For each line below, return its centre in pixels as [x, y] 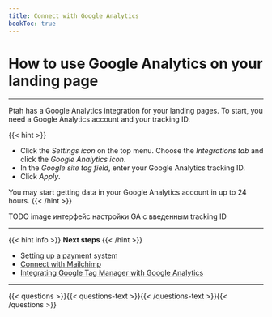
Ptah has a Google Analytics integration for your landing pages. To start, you [136, 111]
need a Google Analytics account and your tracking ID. [100, 119]
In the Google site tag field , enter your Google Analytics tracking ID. [132, 168]
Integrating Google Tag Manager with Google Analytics [112, 273]
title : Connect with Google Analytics [74, 16]
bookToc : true [32, 24]
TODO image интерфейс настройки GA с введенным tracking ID [117, 216]
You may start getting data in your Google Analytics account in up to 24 [127, 192]
